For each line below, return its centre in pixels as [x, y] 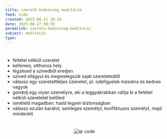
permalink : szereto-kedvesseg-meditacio [48, 29]
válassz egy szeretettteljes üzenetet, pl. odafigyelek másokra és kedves [87, 82]
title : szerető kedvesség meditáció [43, 10]
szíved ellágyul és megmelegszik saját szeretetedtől [66, 77]
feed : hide [17, 15]
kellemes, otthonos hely [37, 65]
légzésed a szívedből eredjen [43, 71]
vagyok [20, 87]
